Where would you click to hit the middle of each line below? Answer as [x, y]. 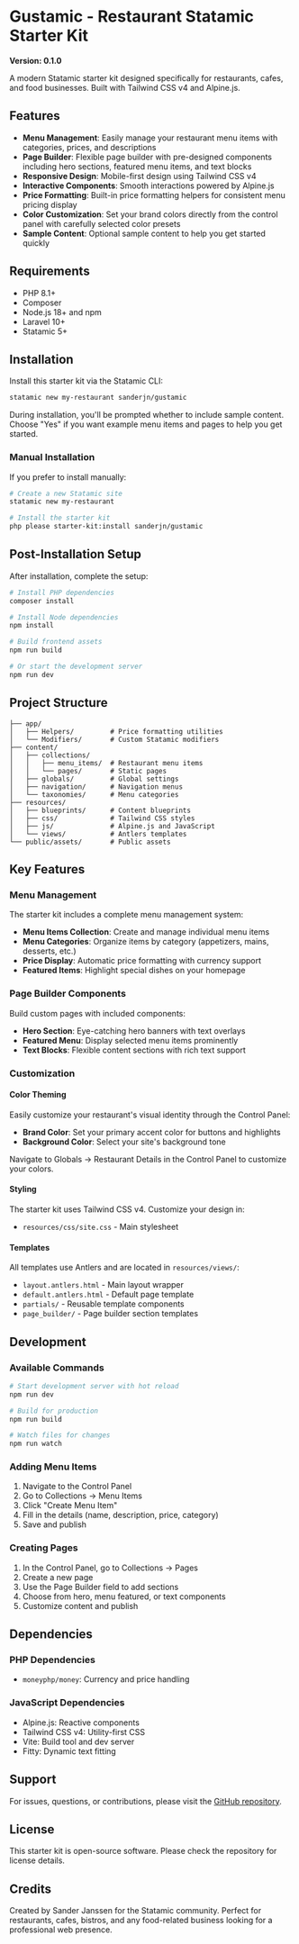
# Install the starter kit [60, 518]
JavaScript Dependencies [67, 1703]
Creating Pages [44, 1548]
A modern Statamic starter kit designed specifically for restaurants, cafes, [146, 77]
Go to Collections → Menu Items [82, 1496]
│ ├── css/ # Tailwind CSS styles [102, 818]
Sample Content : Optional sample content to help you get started [144, 233]
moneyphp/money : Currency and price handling [106, 1679]
